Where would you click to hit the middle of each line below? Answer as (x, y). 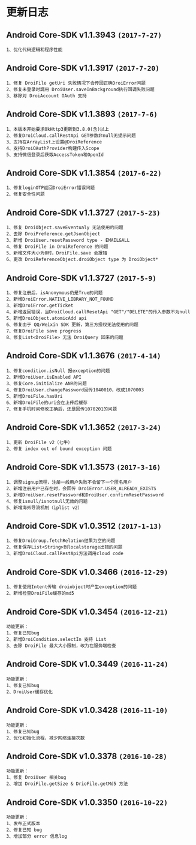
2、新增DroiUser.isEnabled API (44, 377)
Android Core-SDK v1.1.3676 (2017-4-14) (84, 356)
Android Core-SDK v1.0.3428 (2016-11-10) (87, 710)
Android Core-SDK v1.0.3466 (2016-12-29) (87, 572)
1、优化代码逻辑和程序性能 (34, 50)
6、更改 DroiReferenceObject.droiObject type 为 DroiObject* (82, 260)
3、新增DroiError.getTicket (40, 306)
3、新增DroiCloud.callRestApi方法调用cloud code (65, 554)
